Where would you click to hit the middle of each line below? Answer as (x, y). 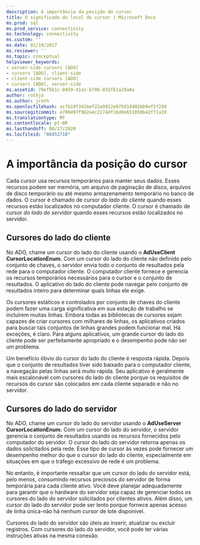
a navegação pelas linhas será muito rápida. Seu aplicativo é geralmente (95, 371)
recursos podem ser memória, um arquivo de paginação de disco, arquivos (99, 187)
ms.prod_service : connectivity (45, 28)
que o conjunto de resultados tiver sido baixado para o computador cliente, (99, 365)
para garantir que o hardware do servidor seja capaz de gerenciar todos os (99, 492)
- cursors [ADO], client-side (44, 73)
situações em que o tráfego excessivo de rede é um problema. (83, 462)
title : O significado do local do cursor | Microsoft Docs (81, 17)
